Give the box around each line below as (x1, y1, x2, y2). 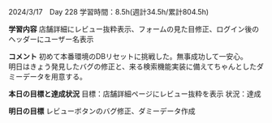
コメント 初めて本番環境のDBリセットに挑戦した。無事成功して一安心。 (8, 52, 248, 61)
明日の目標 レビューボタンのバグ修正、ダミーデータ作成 (8, 106, 196, 116)
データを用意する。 (22, 72, 87, 81)
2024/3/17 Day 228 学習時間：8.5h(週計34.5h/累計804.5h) (8, 7, 209, 16)
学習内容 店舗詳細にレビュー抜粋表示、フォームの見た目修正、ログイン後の (8, 24, 260, 34)
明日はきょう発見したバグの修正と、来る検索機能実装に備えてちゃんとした (8, 61, 257, 71)
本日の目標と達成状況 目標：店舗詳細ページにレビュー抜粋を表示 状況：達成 (8, 89, 261, 99)
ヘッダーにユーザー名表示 (8, 35, 94, 44)
